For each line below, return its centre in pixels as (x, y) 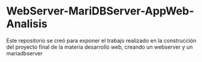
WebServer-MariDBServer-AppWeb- (100, 11)
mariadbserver (24, 53)
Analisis (27, 24)
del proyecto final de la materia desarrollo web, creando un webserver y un (99, 47)
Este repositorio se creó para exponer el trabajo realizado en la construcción (101, 40)
